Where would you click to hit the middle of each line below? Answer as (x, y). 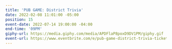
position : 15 (19, 19)
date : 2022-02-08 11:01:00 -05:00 (42, 15)
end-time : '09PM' (24, 29)
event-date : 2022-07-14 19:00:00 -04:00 (49, 24)
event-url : (17, 39)
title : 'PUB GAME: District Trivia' (44, 10)
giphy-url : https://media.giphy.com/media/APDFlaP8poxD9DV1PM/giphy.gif (84, 34)
